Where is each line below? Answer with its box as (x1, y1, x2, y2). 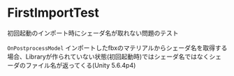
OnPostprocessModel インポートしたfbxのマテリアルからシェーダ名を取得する (7, 43, 228, 52)
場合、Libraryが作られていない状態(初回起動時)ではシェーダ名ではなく (7, 52, 210, 61)
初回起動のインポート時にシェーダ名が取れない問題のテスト (7, 29, 179, 37)
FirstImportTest (7, 5, 100, 21)
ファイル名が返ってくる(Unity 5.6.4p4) (25, 61, 136, 69)
